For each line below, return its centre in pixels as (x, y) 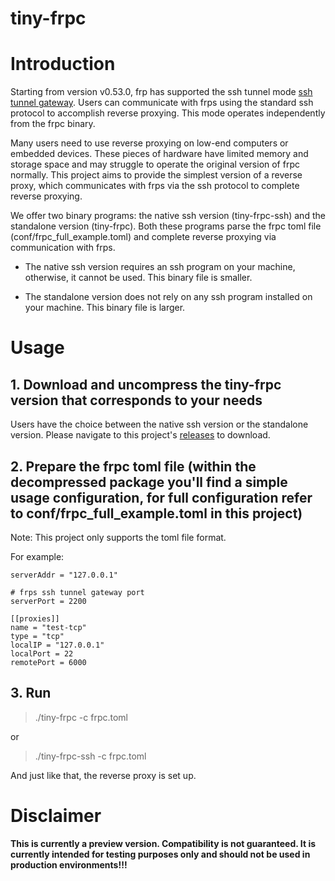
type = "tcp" (37, 636)
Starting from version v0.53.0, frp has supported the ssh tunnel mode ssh (161, 92)
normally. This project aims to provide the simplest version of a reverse (156, 175)
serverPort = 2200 (48, 601)
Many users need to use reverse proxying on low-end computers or (149, 143)
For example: (37, 556)
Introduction (63, 64)
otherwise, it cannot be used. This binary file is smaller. (138, 278)
